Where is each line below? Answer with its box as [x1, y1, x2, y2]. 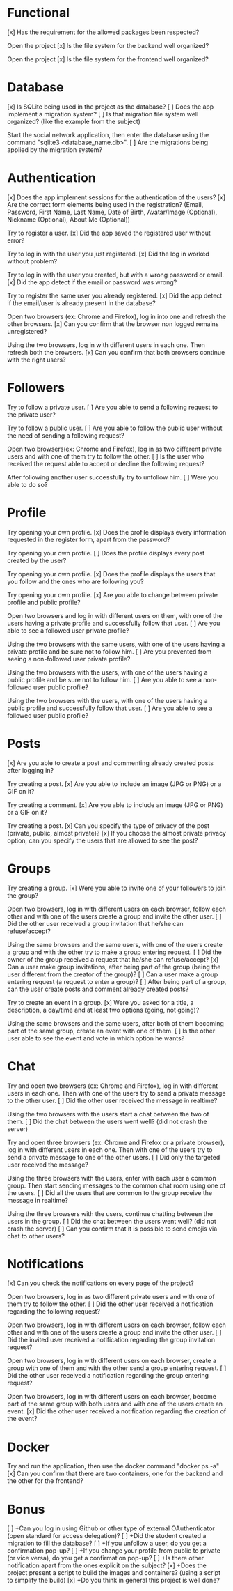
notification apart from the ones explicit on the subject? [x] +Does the [7, 1561, 207, 1569]
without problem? [7, 256, 58, 266]
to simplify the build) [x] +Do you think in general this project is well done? [7, 1576, 220, 1585]
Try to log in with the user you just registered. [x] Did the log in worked [7, 249, 210, 258]
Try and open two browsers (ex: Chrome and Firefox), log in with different [7, 1082, 218, 1090]
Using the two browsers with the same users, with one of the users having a [7, 640, 225, 648]
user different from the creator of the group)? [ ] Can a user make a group [7, 970, 218, 978]
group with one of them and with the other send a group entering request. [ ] [7, 1364, 227, 1372]
